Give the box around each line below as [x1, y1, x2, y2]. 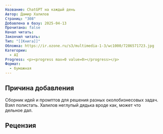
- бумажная [9, 66, 32, 71]
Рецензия [5, 121, 36, 130]
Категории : [5, 48, 27, 53]
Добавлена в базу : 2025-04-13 [5, 20, 67, 26]
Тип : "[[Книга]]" [5, 39, 41, 44]
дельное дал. [5, 107, 33, 113]
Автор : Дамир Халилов [5, 12, 49, 17]
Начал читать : [5, 30, 34, 35]
